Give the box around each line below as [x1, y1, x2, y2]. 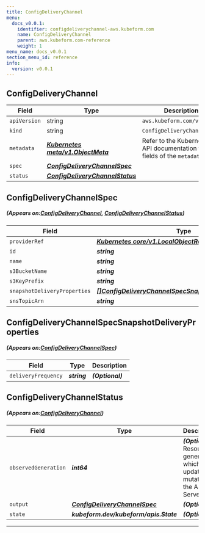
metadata [9, 145, 35, 152]
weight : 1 [17, 43, 43, 49]
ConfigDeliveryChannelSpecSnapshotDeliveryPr [6, 317, 196, 327]
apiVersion [9, 117, 41, 125]
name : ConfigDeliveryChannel [17, 32, 92, 38]
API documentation [142, 144, 197, 153]
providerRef [9, 237, 45, 245]
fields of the [142, 152, 177, 161]
